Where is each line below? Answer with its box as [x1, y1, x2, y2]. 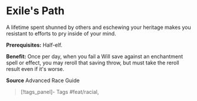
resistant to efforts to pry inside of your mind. [6, 30, 116, 37]
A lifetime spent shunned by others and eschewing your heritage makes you [6, 24, 192, 31]
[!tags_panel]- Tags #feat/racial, [20, 88, 99, 95]
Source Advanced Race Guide [6, 77, 80, 84]
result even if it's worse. [6, 65, 65, 72]
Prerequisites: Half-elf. [6, 41, 63, 48]
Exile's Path [6, 4, 65, 18]
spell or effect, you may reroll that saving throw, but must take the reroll [6, 59, 179, 66]
